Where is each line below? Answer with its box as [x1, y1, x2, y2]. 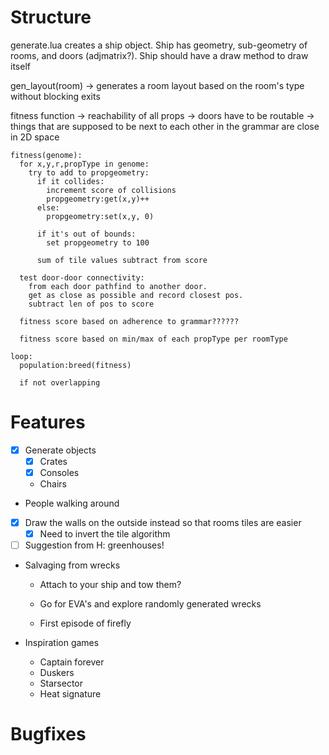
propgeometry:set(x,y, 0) [46, 211, 155, 221]
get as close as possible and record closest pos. [28, 290, 244, 300]
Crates [39, 455, 68, 467]
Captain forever [39, 656, 105, 668]
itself [10, 60, 31, 72]
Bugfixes [10, 723, 87, 746]
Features [10, 411, 86, 434]
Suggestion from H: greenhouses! [24, 539, 165, 551]
